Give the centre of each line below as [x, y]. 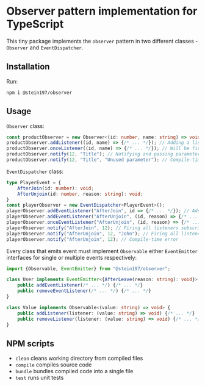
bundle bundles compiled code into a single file [74, 371]
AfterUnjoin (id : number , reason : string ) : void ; [80, 194]
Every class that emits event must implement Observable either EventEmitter [102, 251]
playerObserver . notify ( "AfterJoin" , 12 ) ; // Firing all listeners [92, 228]
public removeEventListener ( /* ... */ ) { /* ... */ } [84, 291]
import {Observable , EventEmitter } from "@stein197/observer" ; [88, 269]
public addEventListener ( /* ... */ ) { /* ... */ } [80, 285]
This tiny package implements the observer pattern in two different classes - [102, 41]
